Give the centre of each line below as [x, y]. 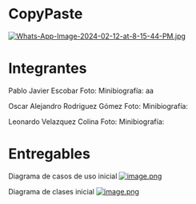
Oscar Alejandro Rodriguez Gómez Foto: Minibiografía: [98, 106]
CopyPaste [46, 14]
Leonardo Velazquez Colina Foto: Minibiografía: [86, 122]
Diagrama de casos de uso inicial [63, 176]
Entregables [49, 154]
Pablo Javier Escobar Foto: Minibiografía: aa [81, 90]
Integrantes [48, 68]
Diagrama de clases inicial [51, 191]
